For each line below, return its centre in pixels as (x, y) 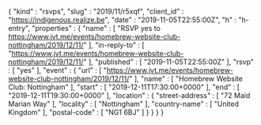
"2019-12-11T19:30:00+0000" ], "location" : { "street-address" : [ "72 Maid (129, 95)
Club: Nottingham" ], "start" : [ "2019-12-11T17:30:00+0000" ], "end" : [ (124, 87)
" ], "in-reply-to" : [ (114, 45)
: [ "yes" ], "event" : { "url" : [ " (58, 70)
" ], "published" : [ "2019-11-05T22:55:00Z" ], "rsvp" (169, 62)
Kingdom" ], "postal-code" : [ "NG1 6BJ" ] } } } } (86, 112)
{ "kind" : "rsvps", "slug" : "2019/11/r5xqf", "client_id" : (96, 11)
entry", (19, 28)
